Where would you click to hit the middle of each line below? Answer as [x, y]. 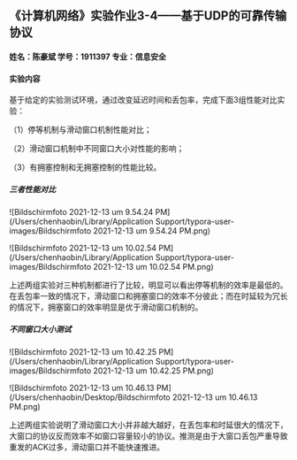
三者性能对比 [32, 189]
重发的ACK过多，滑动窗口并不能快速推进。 [87, 447]
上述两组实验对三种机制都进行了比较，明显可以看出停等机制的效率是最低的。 [148, 285]
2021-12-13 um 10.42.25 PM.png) [153, 371]
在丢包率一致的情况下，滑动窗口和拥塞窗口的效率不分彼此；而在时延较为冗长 [148, 296]
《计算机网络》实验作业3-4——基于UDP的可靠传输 [148, 16]
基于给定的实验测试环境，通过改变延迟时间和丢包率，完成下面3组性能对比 [143, 100]
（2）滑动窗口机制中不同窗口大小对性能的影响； [97, 149]
